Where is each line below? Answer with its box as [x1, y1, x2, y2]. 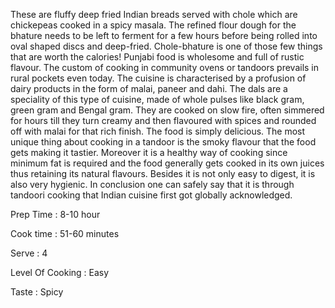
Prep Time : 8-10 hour [10, 209, 101, 220]
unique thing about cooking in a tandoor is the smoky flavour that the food [10, 136, 317, 148]
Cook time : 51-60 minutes [10, 228, 120, 239]
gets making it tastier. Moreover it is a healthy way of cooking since [10, 147, 288, 158]
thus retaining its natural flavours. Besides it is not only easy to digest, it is [10, 168, 316, 179]
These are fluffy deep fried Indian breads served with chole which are [10, 9, 298, 20]
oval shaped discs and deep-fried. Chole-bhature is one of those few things [10, 40, 323, 52]
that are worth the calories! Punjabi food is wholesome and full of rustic [10, 51, 305, 63]
